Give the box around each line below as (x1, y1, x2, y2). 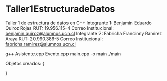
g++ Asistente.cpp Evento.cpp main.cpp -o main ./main (5, 51, 121, 57)
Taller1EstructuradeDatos (5, 3, 115, 15)
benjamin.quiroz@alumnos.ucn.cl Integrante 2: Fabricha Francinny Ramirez (5, 30, 162, 36)
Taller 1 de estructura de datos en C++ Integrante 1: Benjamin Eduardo (5, 20, 152, 26)
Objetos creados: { (5, 60, 45, 66)
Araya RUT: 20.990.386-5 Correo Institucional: (5, 36, 103, 42)
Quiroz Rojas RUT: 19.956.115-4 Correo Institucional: (5, 25, 114, 31)
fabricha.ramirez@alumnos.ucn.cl (5, 41, 76, 47)
